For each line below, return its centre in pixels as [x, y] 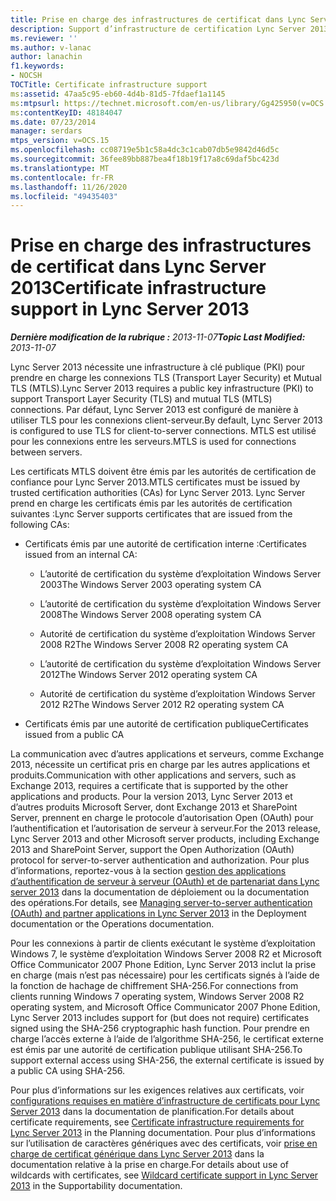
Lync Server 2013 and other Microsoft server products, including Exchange [165, 839]
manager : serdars [46, 131]
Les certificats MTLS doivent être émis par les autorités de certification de [163, 472]
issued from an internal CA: [81, 555]
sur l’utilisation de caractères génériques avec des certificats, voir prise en [164, 1143]
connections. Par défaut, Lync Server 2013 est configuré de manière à [154, 410]
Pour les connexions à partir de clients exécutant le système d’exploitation [163, 943]
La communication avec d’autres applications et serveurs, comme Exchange [167, 754]
